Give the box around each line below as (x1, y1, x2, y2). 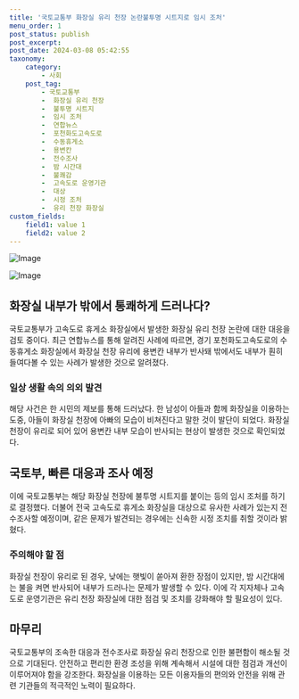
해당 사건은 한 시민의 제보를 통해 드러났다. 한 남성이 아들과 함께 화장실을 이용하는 (9, 403, 290, 415)
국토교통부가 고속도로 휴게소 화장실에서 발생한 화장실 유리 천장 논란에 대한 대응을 (9, 324, 291, 334)
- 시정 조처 (41, 195, 82, 205)
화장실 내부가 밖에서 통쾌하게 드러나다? (9, 298, 212, 313)
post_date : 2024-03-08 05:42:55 (9, 46, 129, 55)
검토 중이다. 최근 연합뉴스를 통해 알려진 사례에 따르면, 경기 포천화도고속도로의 (9, 335, 278, 346)
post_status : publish (9, 29, 90, 38)
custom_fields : (9, 211, 66, 221)
